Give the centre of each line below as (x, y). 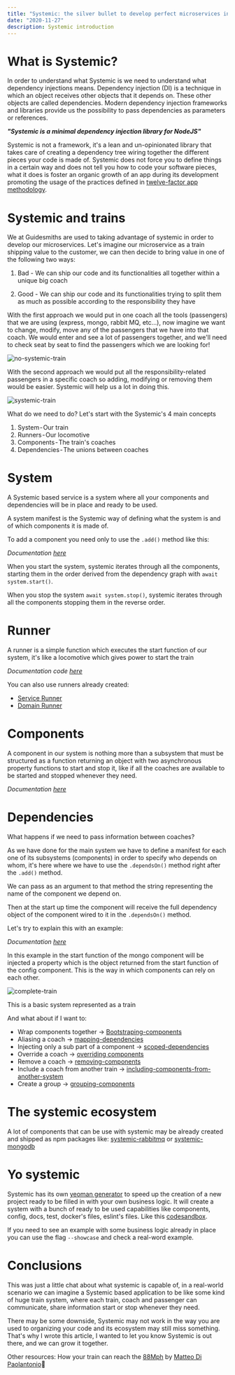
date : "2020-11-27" (36, 20)
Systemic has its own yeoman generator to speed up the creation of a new (114, 1194)
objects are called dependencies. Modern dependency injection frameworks (117, 103)
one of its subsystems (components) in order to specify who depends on (112, 858)
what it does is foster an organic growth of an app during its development (113, 175)
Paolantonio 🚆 (26, 1364)
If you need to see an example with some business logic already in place (112, 1229)
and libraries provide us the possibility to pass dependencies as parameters (116, 111)
